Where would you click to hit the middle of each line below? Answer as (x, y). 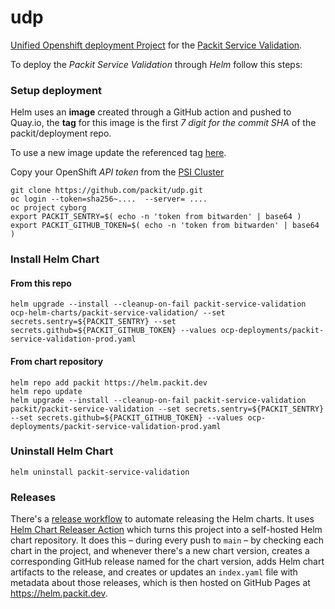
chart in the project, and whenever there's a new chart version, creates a (160, 551)
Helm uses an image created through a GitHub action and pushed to (151, 112)
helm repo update (46, 391)
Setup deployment (56, 90)
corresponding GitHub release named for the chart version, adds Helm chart (167, 562)
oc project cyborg (48, 208)
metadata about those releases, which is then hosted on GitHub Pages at (160, 583)
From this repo (41, 283)
